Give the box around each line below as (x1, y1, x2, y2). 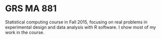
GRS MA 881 (5, 3, 57, 14)
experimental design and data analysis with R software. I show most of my (5, 24, 157, 30)
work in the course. (5, 29, 44, 35)
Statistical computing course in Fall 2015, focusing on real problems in (5, 19, 148, 25)
